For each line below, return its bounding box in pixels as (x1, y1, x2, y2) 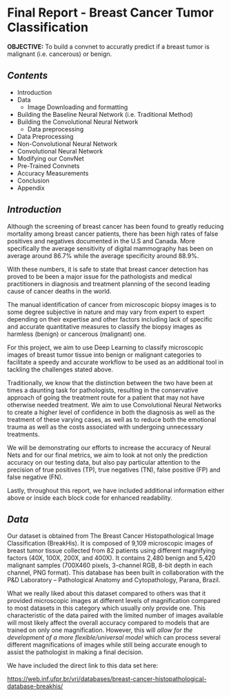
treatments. (7, 430, 40, 438)
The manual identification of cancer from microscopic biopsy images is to (7, 300, 217, 308)
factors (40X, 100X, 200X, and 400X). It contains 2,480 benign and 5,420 (7, 554, 216, 562)
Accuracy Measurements (17, 169, 89, 177)
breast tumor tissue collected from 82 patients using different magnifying (7, 546, 215, 555)
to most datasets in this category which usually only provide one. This (7, 604, 205, 613)
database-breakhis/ (7, 682, 63, 691)
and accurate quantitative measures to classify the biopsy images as (7, 322, 202, 331)
